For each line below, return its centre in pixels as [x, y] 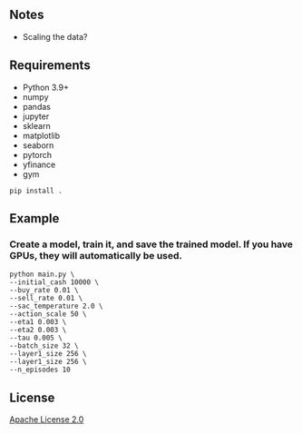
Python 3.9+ [46, 87]
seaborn [38, 145]
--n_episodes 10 [40, 370]
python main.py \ [42, 275]
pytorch [37, 154]
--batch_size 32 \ [44, 346]
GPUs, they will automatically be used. [96, 255]
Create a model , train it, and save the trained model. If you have [151, 244]
